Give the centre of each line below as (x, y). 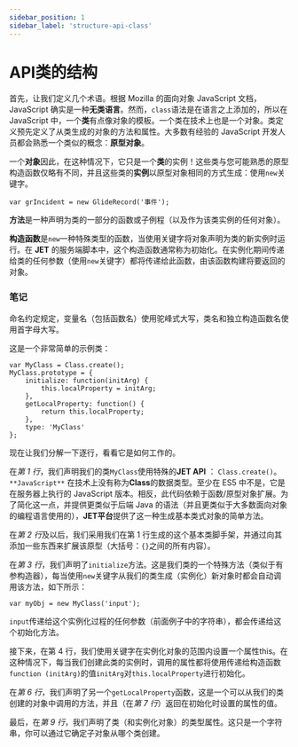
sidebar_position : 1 (47, 17)
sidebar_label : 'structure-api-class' (81, 26)
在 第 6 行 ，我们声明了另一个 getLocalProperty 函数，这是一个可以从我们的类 (147, 692)
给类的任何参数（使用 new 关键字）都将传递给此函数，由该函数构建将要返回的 (147, 261)
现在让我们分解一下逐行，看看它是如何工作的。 (94, 452)
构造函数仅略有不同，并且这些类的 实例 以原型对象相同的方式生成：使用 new (143, 173)
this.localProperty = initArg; (99, 388)
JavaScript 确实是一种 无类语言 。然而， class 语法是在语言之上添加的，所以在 (149, 110)
